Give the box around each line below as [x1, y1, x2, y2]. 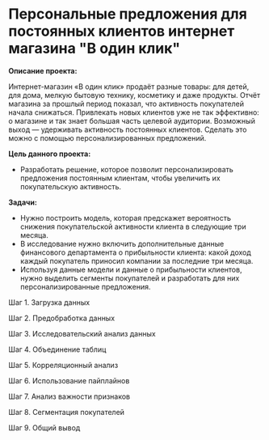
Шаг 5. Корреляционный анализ [8, 360, 119, 370]
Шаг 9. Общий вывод [8, 422, 81, 433]
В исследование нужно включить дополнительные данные [19, 239, 225, 248]
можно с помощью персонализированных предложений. [8, 133, 207, 142]
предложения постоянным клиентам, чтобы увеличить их [19, 173, 221, 183]
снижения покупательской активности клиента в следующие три [19, 222, 246, 231]
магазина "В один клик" [8, 40, 180, 57]
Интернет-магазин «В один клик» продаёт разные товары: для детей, [8, 82, 250, 91]
